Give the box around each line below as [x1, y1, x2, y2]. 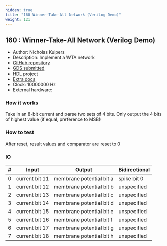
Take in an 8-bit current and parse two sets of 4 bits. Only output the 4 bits [5, 111, 162, 117]
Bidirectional [118, 166, 150, 173]
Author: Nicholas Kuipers [12, 49, 65, 55]
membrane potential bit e [54, 208, 114, 215]
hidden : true [5, 7, 33, 13]
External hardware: [12, 87, 52, 93]
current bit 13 [16, 191, 49, 198]
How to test [5, 129, 35, 136]
